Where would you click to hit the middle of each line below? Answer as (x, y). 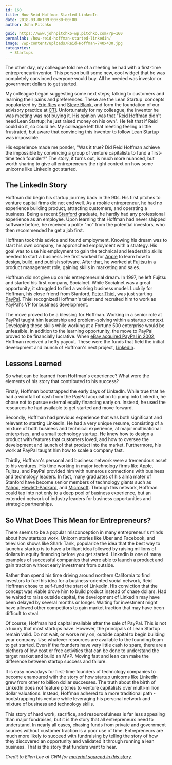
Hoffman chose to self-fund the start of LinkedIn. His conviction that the (82, 586)
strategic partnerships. (30, 504)
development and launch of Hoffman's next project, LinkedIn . (70, 348)
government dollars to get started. (42, 84)
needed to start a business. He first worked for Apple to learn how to (78, 257)
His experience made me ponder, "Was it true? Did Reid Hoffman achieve (83, 147)
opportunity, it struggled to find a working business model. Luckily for (79, 289)
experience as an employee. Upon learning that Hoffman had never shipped (85, 219)
